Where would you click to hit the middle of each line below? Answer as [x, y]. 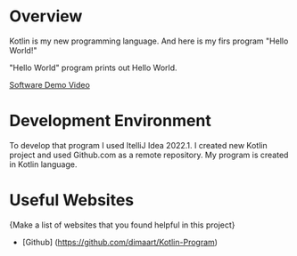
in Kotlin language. [43, 164]
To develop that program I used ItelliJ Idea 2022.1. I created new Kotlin [138, 145]
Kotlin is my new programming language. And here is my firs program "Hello [149, 41]
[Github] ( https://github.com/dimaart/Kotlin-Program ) [120, 242]
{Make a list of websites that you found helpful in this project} [122, 225]
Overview [46, 16]
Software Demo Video [50, 84]
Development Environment [110, 121]
